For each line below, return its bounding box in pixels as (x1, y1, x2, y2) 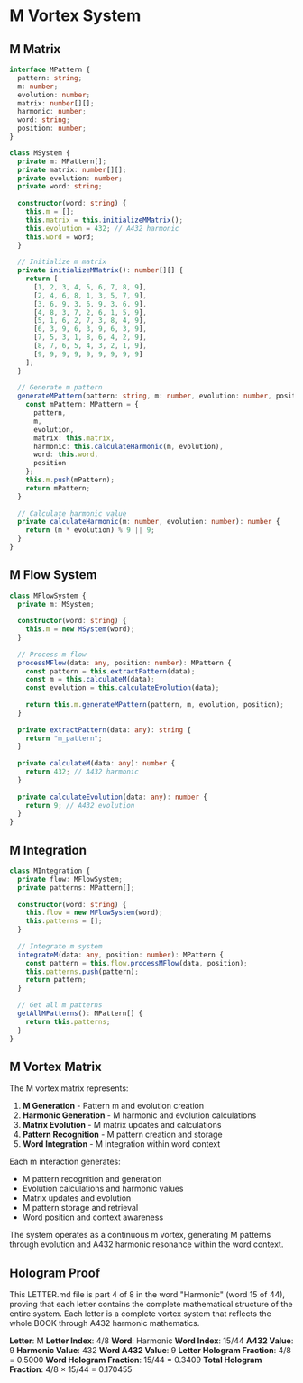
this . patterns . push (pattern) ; (25, 966, 140, 976)
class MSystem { (9, 148, 70, 158)
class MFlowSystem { (9, 591, 87, 600)
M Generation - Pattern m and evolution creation (22, 1101, 205, 1112)
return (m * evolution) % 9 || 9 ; (25, 526, 155, 535)
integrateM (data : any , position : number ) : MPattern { (17, 950, 224, 959)
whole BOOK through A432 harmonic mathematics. (9, 1318, 200, 1328)
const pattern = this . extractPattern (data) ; (25, 666, 196, 676)
